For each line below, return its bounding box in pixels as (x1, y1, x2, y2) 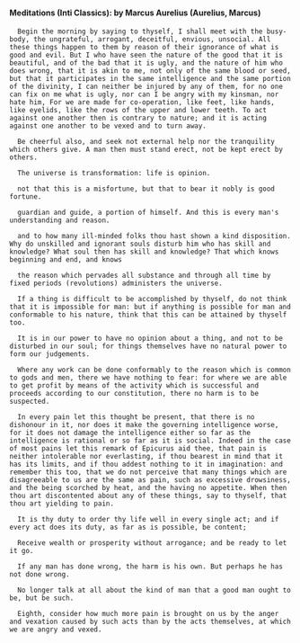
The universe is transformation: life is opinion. (17, 169, 211, 178)
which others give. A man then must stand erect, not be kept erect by (9, 145, 283, 155)
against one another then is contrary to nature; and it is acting (9, 113, 268, 123)
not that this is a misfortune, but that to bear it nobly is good (17, 184, 276, 193)
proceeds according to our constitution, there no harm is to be (9, 389, 259, 398)
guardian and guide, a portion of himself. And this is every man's (17, 208, 279, 218)
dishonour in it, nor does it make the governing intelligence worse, (9, 421, 279, 430)
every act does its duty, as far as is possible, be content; (9, 522, 247, 532)
